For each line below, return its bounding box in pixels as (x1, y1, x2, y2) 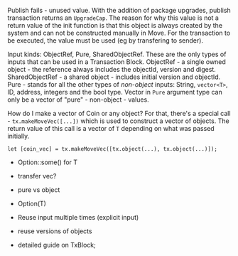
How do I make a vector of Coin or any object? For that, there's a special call (7, 110, 231, 117)
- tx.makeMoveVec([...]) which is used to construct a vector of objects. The (7, 117, 229, 125)
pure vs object (17, 186, 60, 194)
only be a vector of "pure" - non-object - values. (7, 95, 149, 104)
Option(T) (17, 199, 46, 208)
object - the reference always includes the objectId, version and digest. (7, 65, 217, 73)
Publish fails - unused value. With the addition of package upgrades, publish (7, 6, 231, 14)
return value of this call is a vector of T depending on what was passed (7, 124, 215, 132)
